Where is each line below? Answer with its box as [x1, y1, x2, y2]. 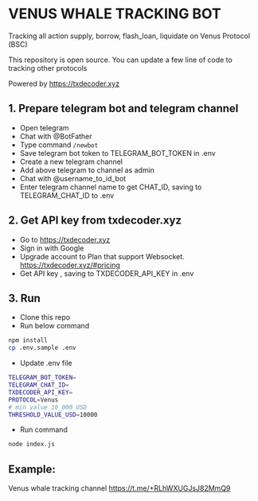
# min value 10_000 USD [8, 403, 88, 411]
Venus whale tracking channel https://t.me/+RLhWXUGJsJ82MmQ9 [8, 484, 231, 493]
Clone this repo [19, 313, 70, 322]
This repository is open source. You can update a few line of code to [8, 55, 233, 64]
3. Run [8, 291, 41, 305]
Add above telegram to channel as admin [19, 165, 155, 175]
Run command [19, 425, 68, 434]
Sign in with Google [19, 243, 84, 253]
